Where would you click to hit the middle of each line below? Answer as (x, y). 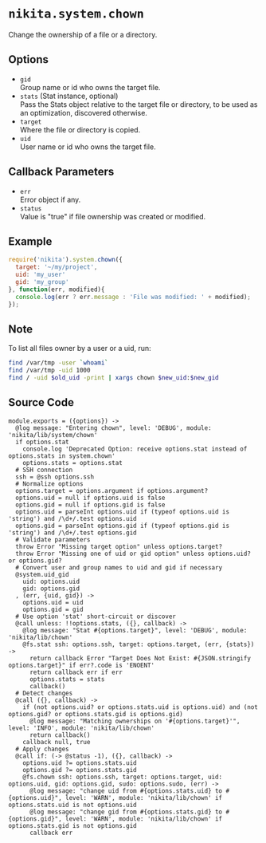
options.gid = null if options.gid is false (90, 505)
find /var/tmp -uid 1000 (49, 370)
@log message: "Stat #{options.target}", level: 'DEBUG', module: (135, 630)
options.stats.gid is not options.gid (72, 825)
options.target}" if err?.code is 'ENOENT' (82, 665)
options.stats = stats (67, 679)
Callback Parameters (61, 172)
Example (30, 241)
